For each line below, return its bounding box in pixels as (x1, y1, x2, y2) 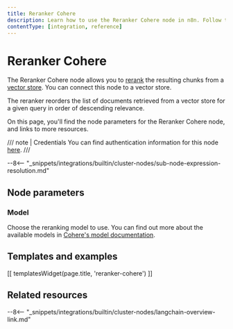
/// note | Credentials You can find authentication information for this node (7, 138, 218, 146)
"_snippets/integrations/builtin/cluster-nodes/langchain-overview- (26, 307, 216, 316)
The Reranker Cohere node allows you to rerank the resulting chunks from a (7, 76, 224, 84)
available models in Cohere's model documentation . (7, 230, 156, 239)
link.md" (7, 315, 31, 323)
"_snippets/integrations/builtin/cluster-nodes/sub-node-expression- (26, 159, 221, 167)
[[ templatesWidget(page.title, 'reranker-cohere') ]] (7, 269, 153, 278)
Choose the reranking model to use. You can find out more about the (7, 223, 203, 231)
